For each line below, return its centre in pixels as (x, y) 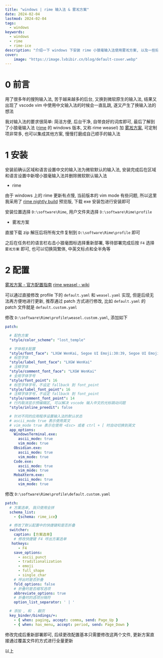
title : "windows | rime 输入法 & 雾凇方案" (47, 9)
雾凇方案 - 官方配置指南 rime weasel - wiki (47, 285)
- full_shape (31, 571)
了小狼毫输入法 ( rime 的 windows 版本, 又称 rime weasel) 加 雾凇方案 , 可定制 (81, 128)
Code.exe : (24, 461)
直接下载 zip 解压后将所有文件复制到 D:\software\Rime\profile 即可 (73, 233)
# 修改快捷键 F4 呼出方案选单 (40, 539)
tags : (10, 23)
